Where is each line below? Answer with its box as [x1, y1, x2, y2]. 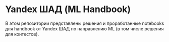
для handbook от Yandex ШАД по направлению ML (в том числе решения [5, 25, 164, 31]
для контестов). [5, 31, 39, 37]
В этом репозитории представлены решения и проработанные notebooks [5, 20, 164, 26]
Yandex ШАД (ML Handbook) [5, 4, 131, 15]
